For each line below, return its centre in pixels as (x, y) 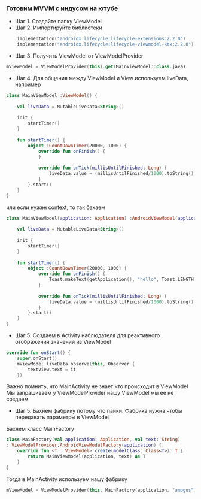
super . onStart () (37, 358)
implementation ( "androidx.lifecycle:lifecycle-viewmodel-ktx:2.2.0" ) (106, 44)
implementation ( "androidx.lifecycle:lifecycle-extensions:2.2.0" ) (101, 39)
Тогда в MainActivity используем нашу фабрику (67, 479)
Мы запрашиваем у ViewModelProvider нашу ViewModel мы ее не (90, 393)
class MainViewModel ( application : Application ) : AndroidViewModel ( (92, 218)
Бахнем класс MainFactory (40, 429)
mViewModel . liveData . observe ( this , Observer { (76, 364)
